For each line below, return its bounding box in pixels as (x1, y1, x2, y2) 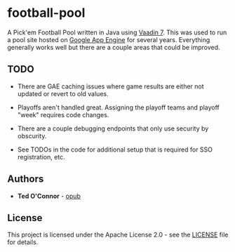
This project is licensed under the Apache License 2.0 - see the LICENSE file (7, 230, 229, 239)
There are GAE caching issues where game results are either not (17, 82, 205, 91)
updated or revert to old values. (17, 89, 109, 98)
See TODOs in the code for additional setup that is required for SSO (17, 145, 213, 154)
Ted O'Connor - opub (17, 192, 81, 200)
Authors (7, 173, 44, 185)
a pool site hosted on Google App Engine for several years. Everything (7, 35, 210, 44)
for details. (7, 238, 39, 246)
